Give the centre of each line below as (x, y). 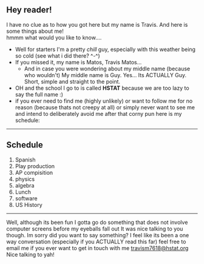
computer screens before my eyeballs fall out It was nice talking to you (95, 228)
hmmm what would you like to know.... (54, 37)
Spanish (25, 160)
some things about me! (35, 31)
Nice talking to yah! (30, 254)
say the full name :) (39, 94)
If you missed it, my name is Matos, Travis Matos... (78, 62)
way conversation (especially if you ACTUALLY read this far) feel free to (96, 242)
